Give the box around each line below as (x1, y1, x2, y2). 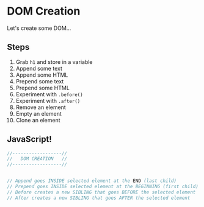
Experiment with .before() (15, 90, 83, 98)
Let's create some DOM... (7, 24, 71, 32)
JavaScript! (7, 134, 53, 144)
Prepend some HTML (15, 84, 70, 91)
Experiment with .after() (15, 97, 81, 104)
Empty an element (15, 110, 62, 117)
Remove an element (15, 103, 66, 111)
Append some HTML (15, 71, 68, 79)
